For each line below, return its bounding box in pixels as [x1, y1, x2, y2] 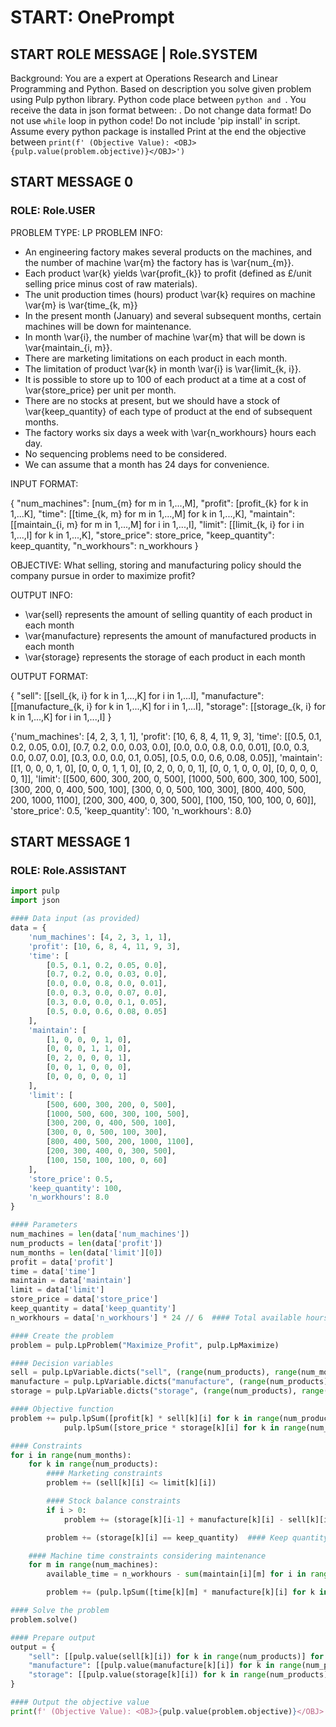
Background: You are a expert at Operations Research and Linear [10, 72, 278, 84]
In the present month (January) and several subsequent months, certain [24, 309, 322, 321]
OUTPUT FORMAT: [10, 670, 89, 682]
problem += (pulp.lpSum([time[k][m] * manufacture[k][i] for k [46, 1587, 315, 1598]
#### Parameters [10, 1220, 78, 1230]
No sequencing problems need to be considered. [24, 447, 227, 460]
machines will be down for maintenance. [24, 320, 192, 332]
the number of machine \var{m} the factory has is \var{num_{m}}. [24, 256, 295, 268]
